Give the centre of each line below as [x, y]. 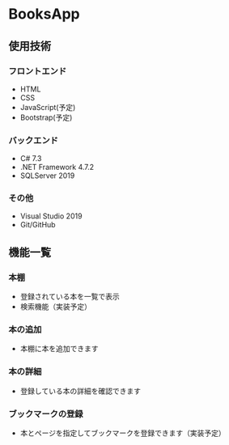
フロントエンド [38, 71]
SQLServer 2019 [47, 176]
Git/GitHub [38, 225]
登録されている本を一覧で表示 [70, 297]
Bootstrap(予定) [46, 117]
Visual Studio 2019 [51, 216]
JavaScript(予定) [48, 107]
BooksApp [44, 14]
